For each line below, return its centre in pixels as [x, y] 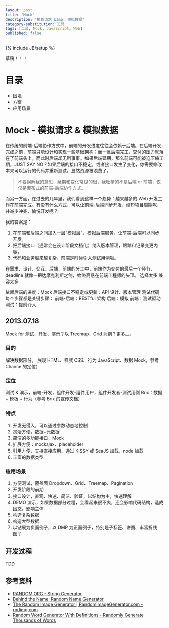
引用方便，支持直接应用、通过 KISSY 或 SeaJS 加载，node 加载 [78, 451]
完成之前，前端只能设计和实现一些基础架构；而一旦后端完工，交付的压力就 [82, 152]
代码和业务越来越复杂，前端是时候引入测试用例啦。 [65, 258]
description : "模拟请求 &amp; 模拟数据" [45, 19]
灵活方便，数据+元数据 [36, 432]
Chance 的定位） [23, 366]
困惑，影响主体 [28, 508]
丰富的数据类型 [28, 457]
